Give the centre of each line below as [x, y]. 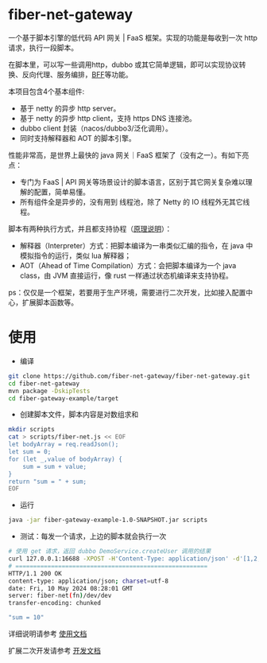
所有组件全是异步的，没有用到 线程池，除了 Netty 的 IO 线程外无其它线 [135, 201]
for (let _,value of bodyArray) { [66, 459]
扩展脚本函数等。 [50, 302]
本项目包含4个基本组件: [46, 91]
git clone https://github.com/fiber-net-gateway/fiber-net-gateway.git [129, 376]
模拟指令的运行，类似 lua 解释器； [75, 255]
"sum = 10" [26, 618]
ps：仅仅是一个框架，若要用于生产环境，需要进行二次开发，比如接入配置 [127, 292]
